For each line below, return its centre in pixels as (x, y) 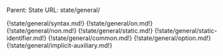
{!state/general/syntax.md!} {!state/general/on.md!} (80, 23)
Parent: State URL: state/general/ (54, 10)
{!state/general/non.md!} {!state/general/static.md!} (80, 31)
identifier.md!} (27, 38)
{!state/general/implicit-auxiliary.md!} (59, 45)
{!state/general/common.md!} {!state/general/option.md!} (129, 38)
